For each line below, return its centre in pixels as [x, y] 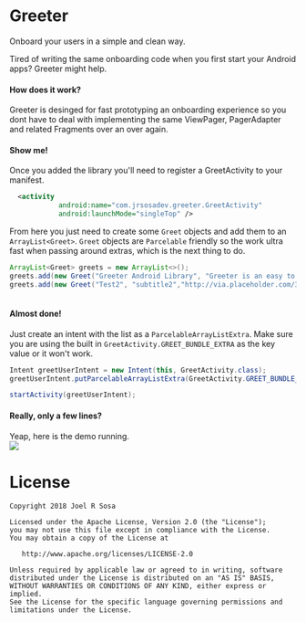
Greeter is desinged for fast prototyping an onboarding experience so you [148, 110]
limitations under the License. [71, 610]
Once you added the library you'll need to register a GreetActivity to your [146, 171]
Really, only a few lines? [56, 416]
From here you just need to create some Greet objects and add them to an [148, 231]
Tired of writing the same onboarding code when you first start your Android [153, 58]
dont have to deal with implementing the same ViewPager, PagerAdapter [145, 120]
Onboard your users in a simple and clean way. [97, 41]
